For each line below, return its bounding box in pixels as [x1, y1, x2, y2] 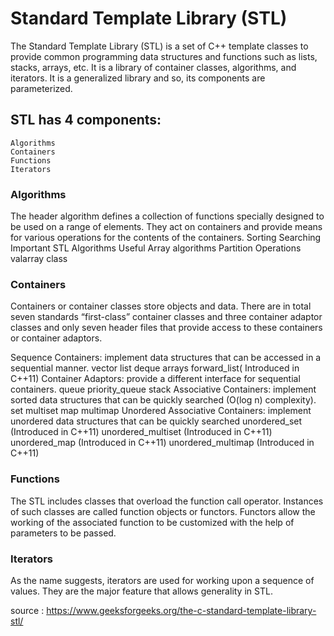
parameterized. [10, 82, 73, 94]
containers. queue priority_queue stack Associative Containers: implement [10, 383, 317, 396]
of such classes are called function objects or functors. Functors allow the [10, 505, 316, 517]
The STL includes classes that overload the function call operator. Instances [10, 495, 324, 507]
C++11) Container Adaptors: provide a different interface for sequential [10, 373, 301, 385]
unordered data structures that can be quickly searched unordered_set [10, 415, 303, 427]
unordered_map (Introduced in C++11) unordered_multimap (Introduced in [10, 437, 315, 449]
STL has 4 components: [10, 112, 162, 129]
